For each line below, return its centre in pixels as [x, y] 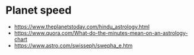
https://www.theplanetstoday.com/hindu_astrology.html [82, 27]
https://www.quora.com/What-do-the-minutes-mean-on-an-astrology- [101, 33]
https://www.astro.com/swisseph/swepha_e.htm [73, 46]
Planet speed [39, 10]
